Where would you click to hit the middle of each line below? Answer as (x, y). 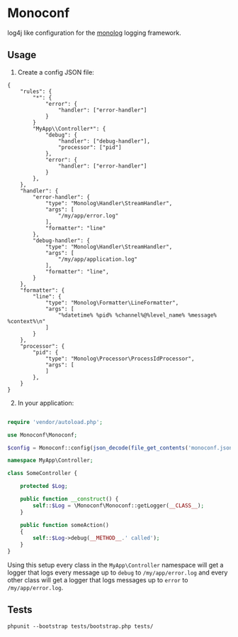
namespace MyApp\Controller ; (50, 461)
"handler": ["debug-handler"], (104, 141)
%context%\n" (27, 321)
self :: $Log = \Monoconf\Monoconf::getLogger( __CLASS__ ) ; (118, 506)
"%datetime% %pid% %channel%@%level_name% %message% (137, 315)
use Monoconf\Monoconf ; (42, 435)
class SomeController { (42, 474)
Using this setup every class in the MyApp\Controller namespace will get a (115, 565)
